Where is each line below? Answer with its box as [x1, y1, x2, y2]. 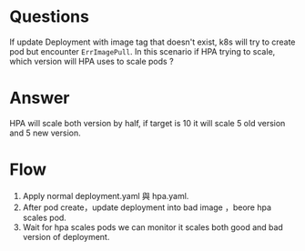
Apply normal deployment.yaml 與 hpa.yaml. [22, 190, 189, 201]
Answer [9, 88, 70, 108]
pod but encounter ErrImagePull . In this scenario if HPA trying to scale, [9, 45, 276, 56]
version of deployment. [22, 231, 110, 242]
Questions [9, 6, 89, 27]
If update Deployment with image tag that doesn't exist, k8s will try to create [9, 36, 296, 47]
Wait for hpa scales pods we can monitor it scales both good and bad [22, 221, 284, 233]
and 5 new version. [9, 127, 81, 138]
